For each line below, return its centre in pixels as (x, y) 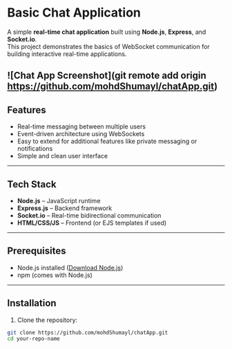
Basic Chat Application (74, 13)
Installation (32, 303)
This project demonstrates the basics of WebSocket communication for (109, 46)
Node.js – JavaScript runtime (59, 200)
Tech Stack (32, 184)
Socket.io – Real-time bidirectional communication (89, 215)
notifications (35, 149)
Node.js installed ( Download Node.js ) (70, 267)
